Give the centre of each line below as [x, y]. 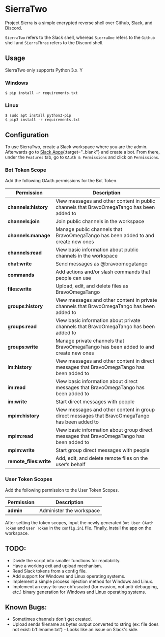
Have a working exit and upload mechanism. [57, 566]
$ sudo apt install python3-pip [38, 116]
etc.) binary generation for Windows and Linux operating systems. [79, 592]
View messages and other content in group [105, 410]
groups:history [25, 306]
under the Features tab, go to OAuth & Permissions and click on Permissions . [82, 157]
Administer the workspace [69, 510]
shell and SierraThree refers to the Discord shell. [54, 42]
